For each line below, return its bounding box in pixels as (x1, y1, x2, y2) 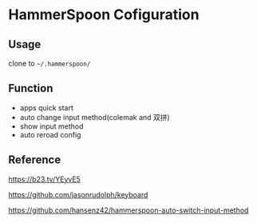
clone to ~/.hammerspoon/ (8, 58, 91, 68)
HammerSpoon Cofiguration (8, 6, 200, 24)
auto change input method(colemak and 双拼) (19, 112, 170, 121)
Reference (8, 153, 61, 167)
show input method (19, 121, 84, 131)
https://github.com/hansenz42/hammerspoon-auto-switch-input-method (8, 205, 249, 215)
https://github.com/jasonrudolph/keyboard (8, 189, 148, 199)
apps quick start (19, 102, 73, 113)
